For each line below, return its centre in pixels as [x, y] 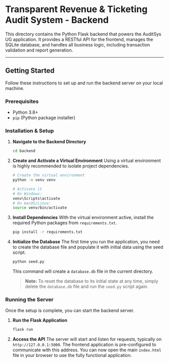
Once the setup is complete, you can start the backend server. [70, 310]
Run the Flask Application [40, 320]
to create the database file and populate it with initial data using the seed [88, 247]
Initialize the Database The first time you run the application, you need [86, 242]
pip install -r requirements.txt [48, 232]
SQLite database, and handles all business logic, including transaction [78, 44]
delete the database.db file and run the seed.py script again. [87, 287]
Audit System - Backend [57, 20]
